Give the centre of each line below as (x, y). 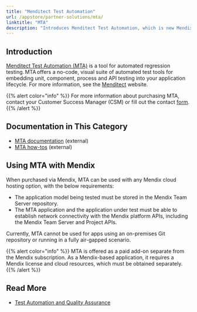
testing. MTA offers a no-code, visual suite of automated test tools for (90, 72)
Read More (26, 288)
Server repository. (36, 204)
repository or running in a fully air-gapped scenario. (69, 240)
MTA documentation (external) (52, 141)
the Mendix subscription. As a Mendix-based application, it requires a (90, 257)
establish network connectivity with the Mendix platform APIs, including (101, 216)
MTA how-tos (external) (43, 147)
